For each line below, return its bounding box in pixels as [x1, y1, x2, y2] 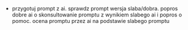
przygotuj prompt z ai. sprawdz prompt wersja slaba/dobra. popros [11, 5, 178, 12]
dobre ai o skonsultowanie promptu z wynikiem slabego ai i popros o [11, 11, 182, 18]
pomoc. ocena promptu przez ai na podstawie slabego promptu [11, 18, 170, 24]
